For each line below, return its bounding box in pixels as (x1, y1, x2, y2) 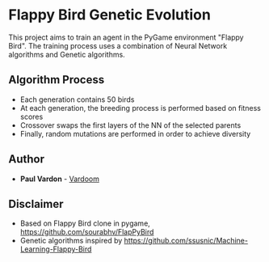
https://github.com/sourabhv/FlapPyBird (19, 227, 154, 237)
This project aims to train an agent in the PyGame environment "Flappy (8, 32, 244, 42)
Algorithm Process (8, 73, 105, 87)
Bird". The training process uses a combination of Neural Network (8, 40, 228, 50)
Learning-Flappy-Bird (19, 244, 92, 254)
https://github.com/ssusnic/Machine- (124, 236, 249, 246)
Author (8, 152, 44, 167)
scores (19, 112, 44, 121)
